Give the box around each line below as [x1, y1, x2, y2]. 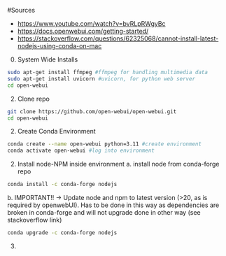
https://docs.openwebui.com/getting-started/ [17, 27, 149, 35]
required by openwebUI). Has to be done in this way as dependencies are [7, 201, 220, 209]
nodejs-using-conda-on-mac [17, 42, 102, 50]
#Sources [7, 6, 36, 14]
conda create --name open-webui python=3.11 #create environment [7, 141, 202, 148]
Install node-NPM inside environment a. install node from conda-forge [17, 160, 220, 169]
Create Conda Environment [17, 127, 96, 136]
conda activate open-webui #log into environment [7, 147, 155, 155]
